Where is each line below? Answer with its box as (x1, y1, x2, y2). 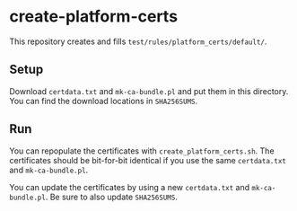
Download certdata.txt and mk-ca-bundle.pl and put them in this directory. (9, 85, 289, 96)
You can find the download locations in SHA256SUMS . (9, 95, 198, 106)
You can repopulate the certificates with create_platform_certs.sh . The (9, 145, 275, 156)
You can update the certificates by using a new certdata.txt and (9, 181, 250, 192)
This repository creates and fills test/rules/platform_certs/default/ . (9, 36, 267, 47)
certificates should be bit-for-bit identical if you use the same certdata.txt (9, 154, 287, 165)
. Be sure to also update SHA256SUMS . (45, 191, 178, 202)
